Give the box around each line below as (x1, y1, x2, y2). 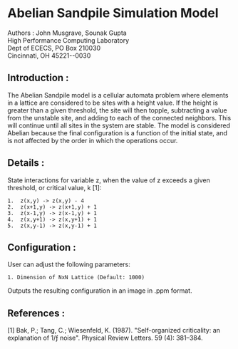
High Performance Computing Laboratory (7, 36, 130, 44)
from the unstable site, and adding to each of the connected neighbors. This (7, 113, 232, 122)
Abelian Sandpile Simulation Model (7, 5, 219, 21)
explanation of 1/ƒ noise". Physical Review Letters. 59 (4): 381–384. (7, 333, 203, 343)
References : (7, 307, 66, 319)
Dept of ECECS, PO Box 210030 (7, 43, 101, 52)
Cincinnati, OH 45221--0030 (7, 51, 91, 60)
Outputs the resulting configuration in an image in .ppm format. (7, 286, 192, 295)
